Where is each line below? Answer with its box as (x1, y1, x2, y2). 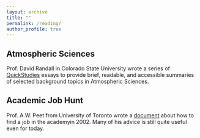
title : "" (6, 15, 32, 21)
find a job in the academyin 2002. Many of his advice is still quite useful (6, 118, 187, 125)
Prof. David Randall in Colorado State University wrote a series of (6, 65, 170, 72)
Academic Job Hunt (6, 95, 84, 106)
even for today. (6, 125, 45, 132)
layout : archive (6, 9, 48, 15)
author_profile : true (6, 26, 62, 32)
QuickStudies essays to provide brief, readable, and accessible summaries (6, 71, 194, 79)
